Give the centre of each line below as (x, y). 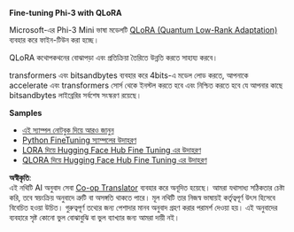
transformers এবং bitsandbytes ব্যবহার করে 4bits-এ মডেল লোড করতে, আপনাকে (129, 75)
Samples (26, 113)
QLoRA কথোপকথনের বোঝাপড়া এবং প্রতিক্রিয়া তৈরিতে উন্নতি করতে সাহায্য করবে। (114, 58)
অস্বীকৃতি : (20, 178)
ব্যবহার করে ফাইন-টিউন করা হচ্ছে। (54, 40)
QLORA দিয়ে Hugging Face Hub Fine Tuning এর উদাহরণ (114, 160)
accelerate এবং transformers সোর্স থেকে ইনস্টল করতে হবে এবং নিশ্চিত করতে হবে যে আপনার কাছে (146, 85)
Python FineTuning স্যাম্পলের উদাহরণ (79, 140)
